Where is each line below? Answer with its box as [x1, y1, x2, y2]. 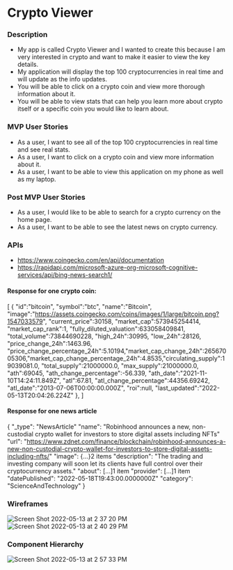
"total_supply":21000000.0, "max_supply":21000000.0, [41, 361, 199, 370]
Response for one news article [7, 407, 97, 415]
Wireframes [7, 499, 49, 509]
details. [17, 61, 39, 69]
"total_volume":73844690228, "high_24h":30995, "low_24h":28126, [7, 332, 202, 340]
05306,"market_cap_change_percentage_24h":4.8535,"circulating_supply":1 [7, 354, 225, 363]
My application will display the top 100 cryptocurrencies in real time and [17, 68, 224, 76]
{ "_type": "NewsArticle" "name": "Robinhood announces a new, [7, 422, 191, 431]
